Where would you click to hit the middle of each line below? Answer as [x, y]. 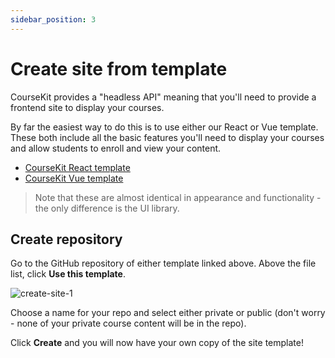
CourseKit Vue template [74, 178]
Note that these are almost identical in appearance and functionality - [178, 197]
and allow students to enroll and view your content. [116, 148]
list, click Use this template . [68, 274]
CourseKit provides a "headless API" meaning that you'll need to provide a [163, 97]
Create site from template [119, 68]
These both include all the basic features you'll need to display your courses [167, 137]
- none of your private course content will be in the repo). [128, 323]
